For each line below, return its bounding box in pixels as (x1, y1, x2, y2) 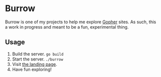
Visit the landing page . (12, 61, 57, 67)
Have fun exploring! (12, 66, 52, 72)
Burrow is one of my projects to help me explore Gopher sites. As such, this (5, 19, 157, 25)
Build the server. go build (12, 51, 64, 57)
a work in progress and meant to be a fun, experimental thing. (5, 24, 129, 30)
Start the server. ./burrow (12, 56, 63, 62)
